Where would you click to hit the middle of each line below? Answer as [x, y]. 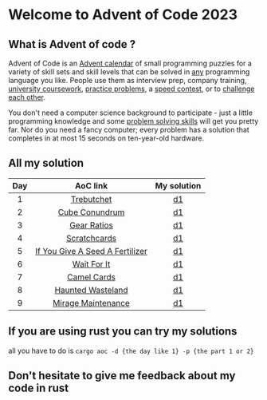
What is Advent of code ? [72, 44]
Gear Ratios [91, 225]
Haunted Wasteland [92, 290]
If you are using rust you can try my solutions [123, 332]
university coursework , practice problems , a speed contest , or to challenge [132, 89]
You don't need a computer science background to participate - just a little [131, 113]
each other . [27, 97]
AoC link [91, 185]
